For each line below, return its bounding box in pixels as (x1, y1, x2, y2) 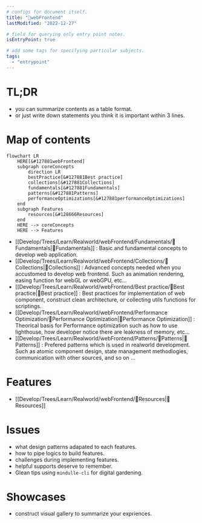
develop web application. (15, 251, 78, 258)
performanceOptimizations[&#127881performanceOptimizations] (28, 195, 186, 201)
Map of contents (6, 133, 91, 146)
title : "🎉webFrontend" (6, 15, 64, 21)
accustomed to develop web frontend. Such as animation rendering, (15, 270, 185, 277)
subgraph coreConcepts (17, 163, 74, 170)
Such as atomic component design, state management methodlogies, (15, 347, 189, 355)
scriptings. (15, 302, 42, 309)
